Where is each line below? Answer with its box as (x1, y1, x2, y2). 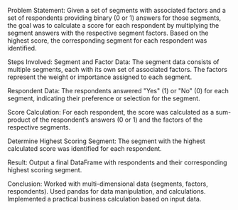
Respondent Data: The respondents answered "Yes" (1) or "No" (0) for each (7, 87, 229, 95)
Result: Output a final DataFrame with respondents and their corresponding (7, 158, 227, 167)
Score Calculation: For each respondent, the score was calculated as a (7, 108, 215, 116)
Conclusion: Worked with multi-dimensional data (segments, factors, (7, 179, 208, 188)
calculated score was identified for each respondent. (7, 145, 162, 152)
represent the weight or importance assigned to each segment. (7, 73, 193, 81)
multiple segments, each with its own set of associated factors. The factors (7, 65, 227, 73)
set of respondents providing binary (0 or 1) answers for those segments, (7, 14, 222, 22)
